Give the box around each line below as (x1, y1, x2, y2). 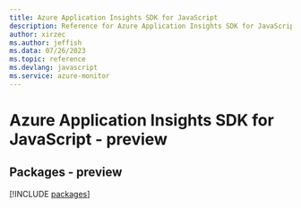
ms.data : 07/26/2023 (9, 47, 87, 56)
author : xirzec (9, 30, 66, 39)
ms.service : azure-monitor (9, 72, 110, 81)
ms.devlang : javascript (9, 64, 99, 73)
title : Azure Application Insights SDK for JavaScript (9, 13, 219, 22)
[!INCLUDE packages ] (9, 188, 90, 199)
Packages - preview (9, 165, 123, 180)
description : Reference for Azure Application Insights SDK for (9, 22, 254, 30)
